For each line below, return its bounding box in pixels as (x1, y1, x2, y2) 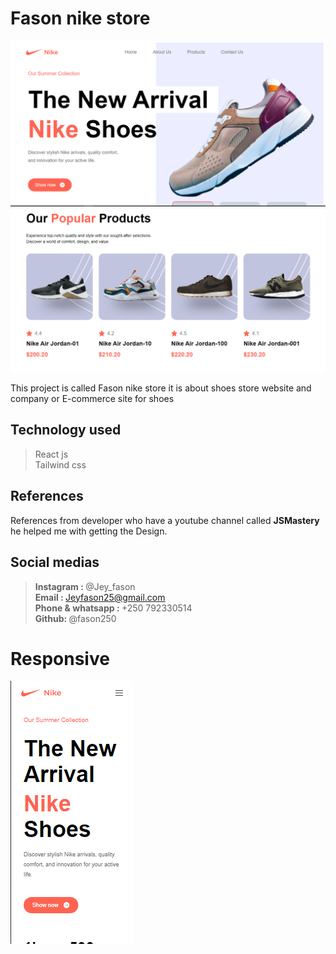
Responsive (10, 647, 110, 670)
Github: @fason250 (34, 612, 117, 624)
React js (34, 448, 69, 460)
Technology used (10, 422, 122, 439)
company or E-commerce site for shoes (10, 393, 175, 405)
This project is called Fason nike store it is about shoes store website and (10, 382, 312, 394)
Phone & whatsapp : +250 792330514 (34, 602, 193, 614)
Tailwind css (34, 458, 87, 471)
